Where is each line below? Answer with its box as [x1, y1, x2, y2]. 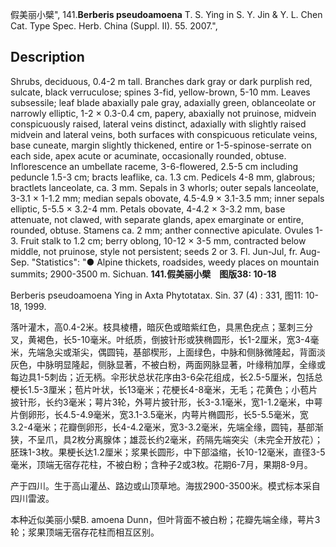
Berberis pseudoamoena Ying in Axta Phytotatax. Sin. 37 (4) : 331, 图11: [10, 289, 304, 301]
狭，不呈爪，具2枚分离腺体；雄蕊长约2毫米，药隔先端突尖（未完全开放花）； [10, 433, 324, 445]
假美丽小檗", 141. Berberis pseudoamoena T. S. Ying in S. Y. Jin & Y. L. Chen [10, 9, 323, 20]
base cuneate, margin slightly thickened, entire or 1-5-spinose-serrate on [10, 139, 312, 151]
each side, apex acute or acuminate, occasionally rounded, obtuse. [10, 149, 287, 162]
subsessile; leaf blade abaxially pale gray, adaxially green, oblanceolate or [10, 96, 317, 108]
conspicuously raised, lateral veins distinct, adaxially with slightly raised [10, 118, 307, 130]
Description [10, 49, 85, 66]
